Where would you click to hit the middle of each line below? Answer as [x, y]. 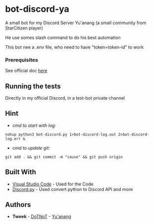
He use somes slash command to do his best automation [63, 37]
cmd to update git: [31, 148]
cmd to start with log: [34, 125]
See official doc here [26, 71]
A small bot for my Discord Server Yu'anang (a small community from [76, 23]
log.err [13, 139]
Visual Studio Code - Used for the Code [53, 184]
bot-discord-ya [37, 9]
